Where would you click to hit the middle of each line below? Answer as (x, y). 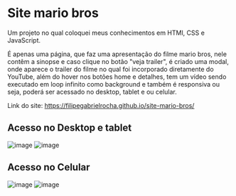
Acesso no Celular (49, 167)
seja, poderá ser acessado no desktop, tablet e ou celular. (92, 92)
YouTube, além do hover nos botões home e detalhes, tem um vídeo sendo (117, 77)
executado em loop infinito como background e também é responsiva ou (114, 84)
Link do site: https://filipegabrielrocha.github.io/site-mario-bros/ (101, 105)
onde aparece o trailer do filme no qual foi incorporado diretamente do (111, 69)
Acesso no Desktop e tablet (70, 128)
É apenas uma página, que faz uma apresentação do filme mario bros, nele (117, 54)
